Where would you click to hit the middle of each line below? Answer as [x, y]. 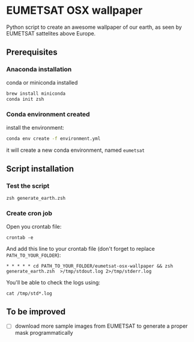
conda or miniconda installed [42, 82]
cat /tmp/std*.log [29, 293]
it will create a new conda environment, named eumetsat [76, 150]
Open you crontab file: [34, 226]
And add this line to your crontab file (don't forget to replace [80, 248]
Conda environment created [48, 115]
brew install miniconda [36, 94]
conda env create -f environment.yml [53, 139]
